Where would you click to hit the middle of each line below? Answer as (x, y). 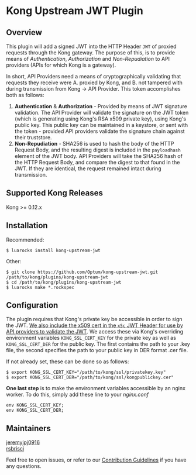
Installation (27, 226)
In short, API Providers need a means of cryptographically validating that (94, 76)
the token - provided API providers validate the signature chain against (100, 131)
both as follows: (25, 95)
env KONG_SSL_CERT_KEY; (35, 405)
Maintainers (29, 428)
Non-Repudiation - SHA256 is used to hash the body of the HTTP (94, 144)
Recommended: (25, 240)
